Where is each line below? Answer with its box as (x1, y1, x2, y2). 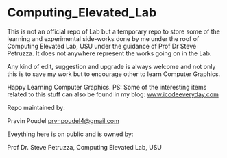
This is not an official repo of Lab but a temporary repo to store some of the (7, 27, 221, 36)
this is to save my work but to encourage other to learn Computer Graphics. (7, 70, 221, 78)
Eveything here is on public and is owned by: (7, 130, 134, 138)
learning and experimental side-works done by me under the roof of (7, 34, 200, 42)
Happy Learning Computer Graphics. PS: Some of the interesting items (7, 83, 207, 91)
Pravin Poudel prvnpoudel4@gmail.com (7, 116, 120, 124)
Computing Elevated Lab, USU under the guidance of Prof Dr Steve (7, 42, 197, 50)
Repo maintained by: (7, 103, 65, 111)
